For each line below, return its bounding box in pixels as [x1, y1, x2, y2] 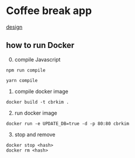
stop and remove [14, 130, 56, 138]
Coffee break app [6, 4, 92, 18]
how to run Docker [6, 40, 75, 50]
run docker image [14, 109, 57, 116]
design [6, 23, 23, 30]
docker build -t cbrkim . [6, 99, 69, 105]
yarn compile [6, 77, 38, 83]
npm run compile [6, 67, 46, 73]
